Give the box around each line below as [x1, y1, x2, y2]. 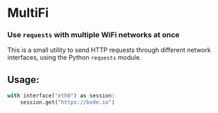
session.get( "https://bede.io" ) [20, 99, 115, 106]
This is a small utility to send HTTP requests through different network [7, 46, 212, 54]
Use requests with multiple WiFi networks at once [7, 30, 180, 40]
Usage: [7, 74, 40, 86]
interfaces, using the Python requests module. [7, 53, 142, 62]
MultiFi [7, 5, 49, 21]
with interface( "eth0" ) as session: [7, 93, 115, 100]
